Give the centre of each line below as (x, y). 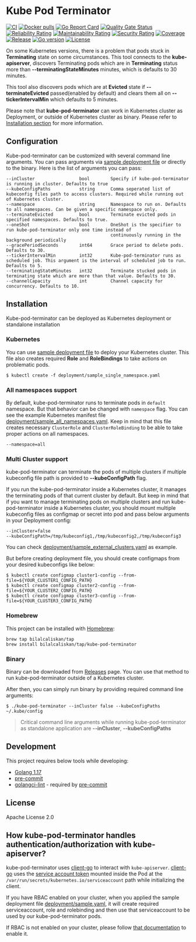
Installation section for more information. (55, 123)
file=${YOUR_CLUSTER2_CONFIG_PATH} (49, 591)
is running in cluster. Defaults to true (57, 184)
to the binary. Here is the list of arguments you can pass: (74, 168)
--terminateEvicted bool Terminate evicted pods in (91, 215)
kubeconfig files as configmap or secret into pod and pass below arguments (98, 514)
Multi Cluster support (37, 459)
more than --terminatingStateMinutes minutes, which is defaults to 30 (91, 69)
